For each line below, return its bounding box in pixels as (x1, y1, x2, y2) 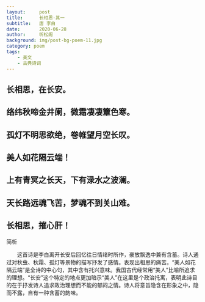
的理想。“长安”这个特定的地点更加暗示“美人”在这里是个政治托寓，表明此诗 (6, 273, 192, 281)
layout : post (6, 9, 51, 15)
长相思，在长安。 (6, 84, 71, 95)
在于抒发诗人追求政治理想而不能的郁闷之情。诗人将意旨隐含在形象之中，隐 (11, 281, 199, 289)
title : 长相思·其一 (6, 15, 65, 21)
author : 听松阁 (6, 32, 53, 38)
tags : (6, 49, 20, 55)
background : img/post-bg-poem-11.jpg (6, 37, 103, 43)
